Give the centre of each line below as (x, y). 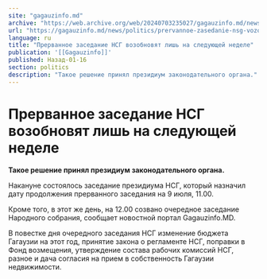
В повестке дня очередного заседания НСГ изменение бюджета (118, 233)
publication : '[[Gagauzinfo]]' (60, 52)
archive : (23, 23)
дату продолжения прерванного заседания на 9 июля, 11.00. (111, 194)
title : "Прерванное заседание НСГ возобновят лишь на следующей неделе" (131, 45)
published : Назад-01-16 (48, 60)
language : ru (30, 38)
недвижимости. (35, 266)
